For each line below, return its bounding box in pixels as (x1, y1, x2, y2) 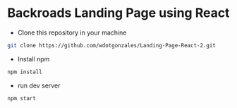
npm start (7, 95, 37, 102)
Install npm (17, 54, 50, 63)
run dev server (17, 81, 61, 90)
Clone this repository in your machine (17, 28, 127, 37)
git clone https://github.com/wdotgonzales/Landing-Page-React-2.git (7, 42, 217, 49)
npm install (7, 68, 42, 76)
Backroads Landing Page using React (7, 5, 230, 21)
